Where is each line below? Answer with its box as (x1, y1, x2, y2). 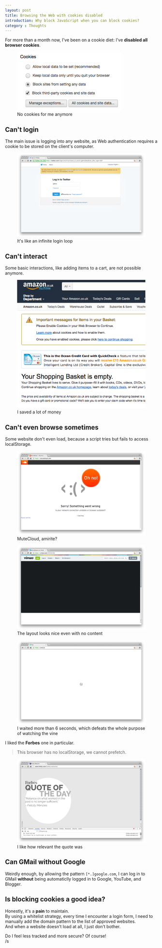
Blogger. (5, 881, 22, 887)
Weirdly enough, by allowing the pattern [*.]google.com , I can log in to (5, 871, 146, 877)
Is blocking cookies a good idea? (5, 895, 105, 903)
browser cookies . (5, 42, 41, 48)
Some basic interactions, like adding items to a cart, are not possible (5, 265, 141, 271)
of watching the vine (17, 730, 58, 736)
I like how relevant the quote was (17, 844, 83, 850)
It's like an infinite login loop (17, 238, 73, 244)
